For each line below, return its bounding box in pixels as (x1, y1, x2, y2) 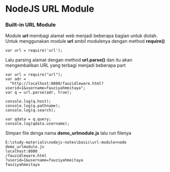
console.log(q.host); (5, 99, 52, 104)
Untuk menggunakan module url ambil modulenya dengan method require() (5, 38, 165, 44)
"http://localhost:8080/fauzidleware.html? (10, 81, 104, 87)
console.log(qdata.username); (5, 121, 70, 126)
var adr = (5, 77, 27, 82)
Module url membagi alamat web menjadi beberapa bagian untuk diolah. (5, 33, 158, 39)
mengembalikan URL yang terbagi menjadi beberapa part (5, 62, 126, 69)
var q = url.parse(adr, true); (5, 90, 72, 95)
